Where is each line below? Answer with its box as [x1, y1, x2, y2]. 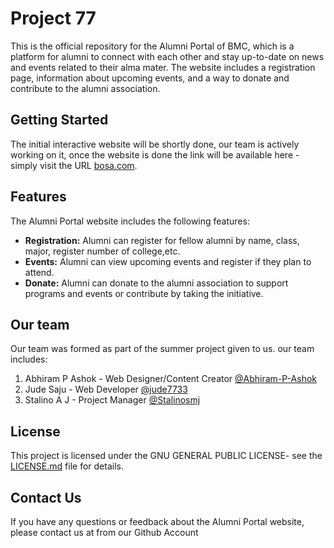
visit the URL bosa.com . [39, 159, 138, 171]
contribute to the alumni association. [10, 82, 161, 94]
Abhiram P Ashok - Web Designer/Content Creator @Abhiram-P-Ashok [24, 373, 317, 385]
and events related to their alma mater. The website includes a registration [10, 61, 316, 73]
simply [10, 159, 38, 171]
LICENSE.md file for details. [10, 460, 124, 472]
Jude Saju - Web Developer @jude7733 [24, 383, 188, 396]
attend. [24, 266, 55, 278]
